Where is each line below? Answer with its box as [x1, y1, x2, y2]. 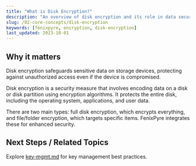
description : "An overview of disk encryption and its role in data [6, 14, 176, 20]
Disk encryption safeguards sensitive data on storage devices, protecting [6, 67, 182, 74]
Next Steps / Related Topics [6, 137, 109, 147]
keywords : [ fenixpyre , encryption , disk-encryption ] [6, 24, 137, 31]
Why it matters [6, 52, 61, 62]
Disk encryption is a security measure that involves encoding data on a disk [6, 84, 188, 91]
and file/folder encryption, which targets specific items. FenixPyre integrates [6, 114, 190, 121]
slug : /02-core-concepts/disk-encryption [6, 19, 108, 25]
